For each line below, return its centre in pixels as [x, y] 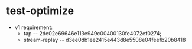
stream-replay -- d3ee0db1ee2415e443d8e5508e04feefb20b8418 [105, 40]
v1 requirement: [34, 27]
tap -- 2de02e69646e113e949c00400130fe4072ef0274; [92, 33]
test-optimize [40, 11]
